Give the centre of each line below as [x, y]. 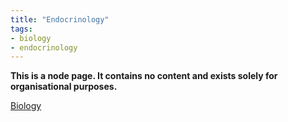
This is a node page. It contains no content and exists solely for [144, 76]
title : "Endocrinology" [60, 19]
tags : [21, 29]
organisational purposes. [64, 87]
